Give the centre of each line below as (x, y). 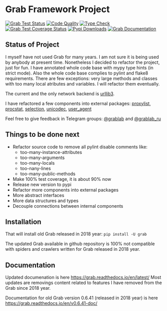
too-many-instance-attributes (51, 152)
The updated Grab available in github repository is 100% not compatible (80, 244)
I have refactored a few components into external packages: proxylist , (78, 103)
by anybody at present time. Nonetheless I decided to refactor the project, (82, 62)
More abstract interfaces (38, 195)
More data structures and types (46, 201)
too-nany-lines (35, 168)
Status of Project (32, 45)
